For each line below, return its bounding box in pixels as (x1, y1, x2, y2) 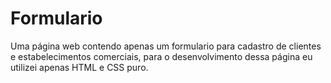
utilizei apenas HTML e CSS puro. (10, 61, 149, 73)
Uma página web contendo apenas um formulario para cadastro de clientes (10, 40, 322, 52)
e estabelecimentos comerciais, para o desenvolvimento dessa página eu (10, 50, 313, 62)
